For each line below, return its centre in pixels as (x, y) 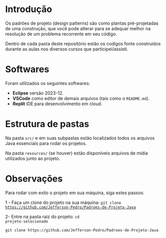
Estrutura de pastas (47, 124)
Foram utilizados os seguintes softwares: (48, 83)
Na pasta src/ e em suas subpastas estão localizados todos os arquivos (80, 138)
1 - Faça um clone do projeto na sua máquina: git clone (63, 202)
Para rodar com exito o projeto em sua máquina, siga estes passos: (75, 193)
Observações (34, 179)
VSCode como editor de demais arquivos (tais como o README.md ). (81, 98)
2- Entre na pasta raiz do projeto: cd (42, 216)
